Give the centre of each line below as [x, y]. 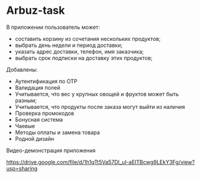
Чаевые [25, 126]
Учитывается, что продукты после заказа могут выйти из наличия [100, 106]
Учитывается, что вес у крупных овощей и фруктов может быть [97, 94]
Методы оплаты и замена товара [57, 132]
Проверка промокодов [44, 113]
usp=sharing [22, 168]
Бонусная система [39, 119]
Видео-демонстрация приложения [51, 150]
